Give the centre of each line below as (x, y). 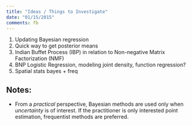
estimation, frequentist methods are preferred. (72, 117)
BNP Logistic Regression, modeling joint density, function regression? (100, 65)
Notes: (19, 90)
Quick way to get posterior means (56, 46)
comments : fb (22, 23)
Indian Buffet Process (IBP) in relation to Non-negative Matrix (90, 52)
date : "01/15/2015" (30, 17)
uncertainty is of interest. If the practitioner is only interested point (96, 111)
